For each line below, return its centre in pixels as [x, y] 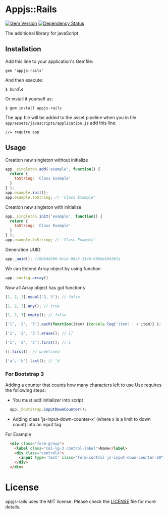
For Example [18, 434]
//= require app [22, 132]
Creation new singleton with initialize [43, 207]
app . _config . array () [27, 278]
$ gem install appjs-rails [34, 108]
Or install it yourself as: [29, 99]
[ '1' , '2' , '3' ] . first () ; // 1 [38, 343]
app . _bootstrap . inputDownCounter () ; [48, 409]
